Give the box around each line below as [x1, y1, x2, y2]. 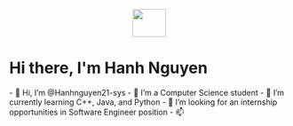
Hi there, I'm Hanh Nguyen [9, 58, 209, 78]
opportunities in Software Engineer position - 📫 [9, 106, 185, 117]
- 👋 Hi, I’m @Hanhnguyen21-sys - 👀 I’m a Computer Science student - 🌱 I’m [9, 87, 285, 98]
